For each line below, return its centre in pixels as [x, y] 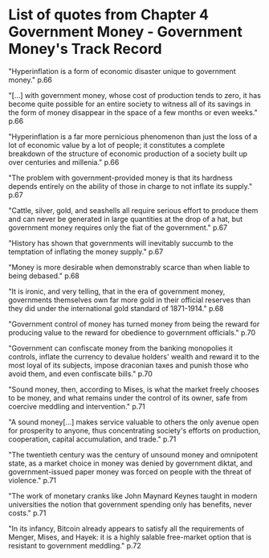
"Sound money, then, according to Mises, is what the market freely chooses [134, 389]
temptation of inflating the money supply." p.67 [86, 252]
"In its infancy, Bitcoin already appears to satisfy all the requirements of [126, 528]
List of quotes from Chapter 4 [109, 15]
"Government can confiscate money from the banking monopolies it [120, 348]
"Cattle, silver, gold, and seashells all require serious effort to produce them [133, 210]
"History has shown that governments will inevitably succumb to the [121, 243]
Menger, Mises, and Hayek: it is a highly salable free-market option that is [130, 537]
